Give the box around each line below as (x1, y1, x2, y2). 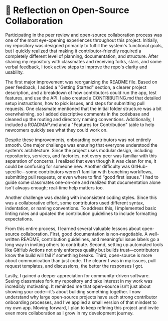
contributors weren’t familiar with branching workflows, (38, 168, 153, 175)
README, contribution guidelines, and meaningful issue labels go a (21, 236, 159, 242)
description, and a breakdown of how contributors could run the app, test (5, 89, 157, 95)
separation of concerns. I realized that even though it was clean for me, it (5, 158, 156, 164)
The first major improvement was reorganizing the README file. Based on (5, 79, 157, 85)
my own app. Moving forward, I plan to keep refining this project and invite (5, 304, 159, 310)
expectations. (5, 216, 34, 222)
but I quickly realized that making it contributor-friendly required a (5, 48, 141, 54)
